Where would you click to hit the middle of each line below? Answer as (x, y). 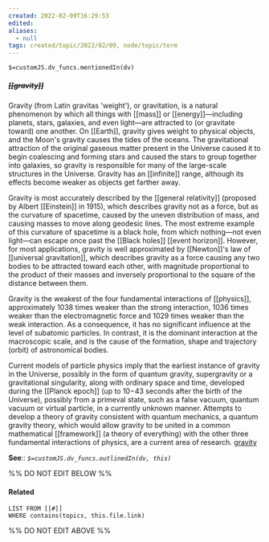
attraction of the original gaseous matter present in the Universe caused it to (134, 149)
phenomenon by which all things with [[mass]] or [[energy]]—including (126, 114)
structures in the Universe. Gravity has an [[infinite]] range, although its (126, 174)
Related (21, 491)
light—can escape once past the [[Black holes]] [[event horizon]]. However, (133, 241)
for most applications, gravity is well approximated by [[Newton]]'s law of (130, 249)
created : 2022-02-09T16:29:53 (59, 16)
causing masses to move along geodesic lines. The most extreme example (132, 224)
